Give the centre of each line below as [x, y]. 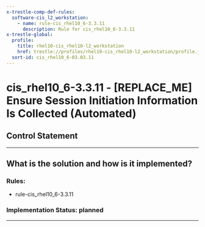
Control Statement [42, 136]
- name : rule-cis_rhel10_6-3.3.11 [61, 23]
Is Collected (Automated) [71, 113]
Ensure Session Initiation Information [102, 100]
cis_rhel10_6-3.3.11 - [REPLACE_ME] [99, 88]
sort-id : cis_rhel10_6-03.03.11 [53, 57]
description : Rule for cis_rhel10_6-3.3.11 [79, 29]
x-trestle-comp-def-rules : [41, 12]
